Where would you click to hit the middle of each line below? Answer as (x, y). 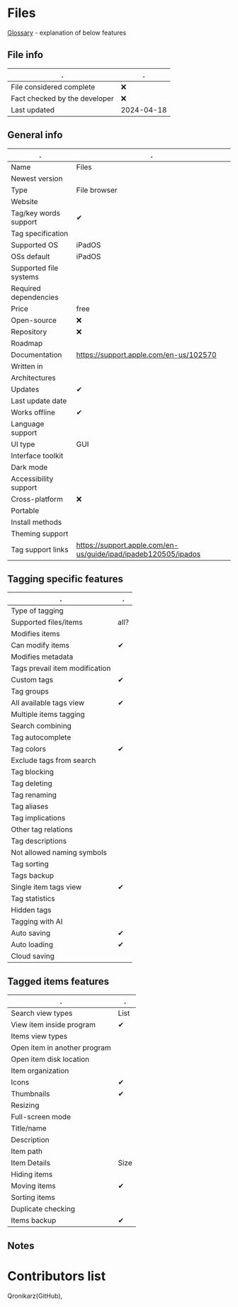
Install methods (36, 522)
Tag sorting (30, 864)
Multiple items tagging (48, 715)
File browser (97, 190)
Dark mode (29, 467)
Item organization (40, 1071)
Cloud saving (33, 956)
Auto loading (32, 945)
